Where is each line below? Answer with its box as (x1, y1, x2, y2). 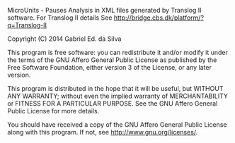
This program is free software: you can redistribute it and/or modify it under (7, 49, 228, 56)
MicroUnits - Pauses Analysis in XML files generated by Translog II (7, 6, 202, 14)
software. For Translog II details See (7, 13, 113, 22)
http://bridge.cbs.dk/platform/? (113, 13, 204, 22)
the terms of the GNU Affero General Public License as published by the (7, 56, 217, 64)
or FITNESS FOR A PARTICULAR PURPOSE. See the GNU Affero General (7, 99, 218, 108)
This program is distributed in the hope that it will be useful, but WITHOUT (7, 85, 224, 92)
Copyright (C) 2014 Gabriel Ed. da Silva (7, 35, 122, 43)
